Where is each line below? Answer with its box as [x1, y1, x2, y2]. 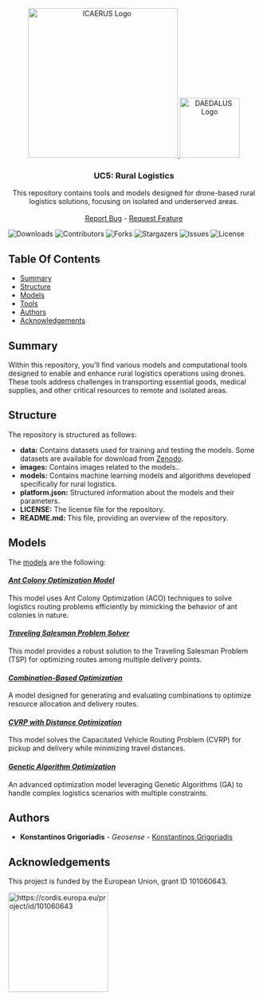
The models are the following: [8, 557, 106, 567]
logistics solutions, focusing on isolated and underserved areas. [29, 197, 239, 207]
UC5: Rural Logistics [93, 170, 175, 181]
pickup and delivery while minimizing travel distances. [8, 743, 186, 753]
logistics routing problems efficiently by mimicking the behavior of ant [8, 601, 237, 611]
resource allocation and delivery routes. [8, 699, 139, 709]
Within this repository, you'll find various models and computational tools [8, 360, 248, 369]
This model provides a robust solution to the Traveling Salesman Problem [8, 646, 249, 656]
